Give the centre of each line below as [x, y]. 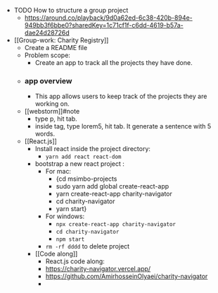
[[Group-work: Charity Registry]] [61, 40]
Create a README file [56, 48]
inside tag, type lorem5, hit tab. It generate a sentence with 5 [123, 126]
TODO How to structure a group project [71, 10]
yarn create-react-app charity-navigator [114, 194]
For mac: [58, 172]
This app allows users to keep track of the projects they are [121, 96]
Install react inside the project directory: [93, 149]
